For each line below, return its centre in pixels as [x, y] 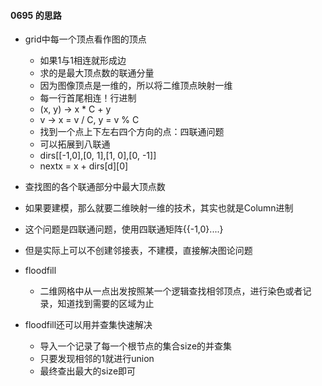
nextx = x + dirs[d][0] [84, 166]
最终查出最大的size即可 [88, 371]
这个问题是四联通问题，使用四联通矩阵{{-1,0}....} [124, 229]
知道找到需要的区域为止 [106, 304]
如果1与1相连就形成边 [83, 61]
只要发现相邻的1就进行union [97, 359]
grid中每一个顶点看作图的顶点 [85, 39]
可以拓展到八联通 [75, 144]
